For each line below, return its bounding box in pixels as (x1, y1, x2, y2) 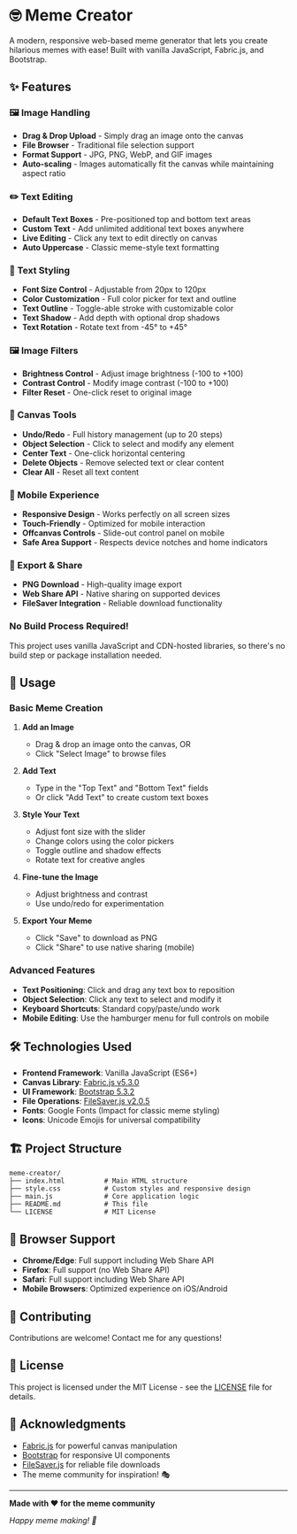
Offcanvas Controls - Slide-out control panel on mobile (21, 528, 225, 538)
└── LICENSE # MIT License (9, 1207, 156, 1217)
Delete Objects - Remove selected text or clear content (21, 457, 225, 467)
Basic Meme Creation (9, 702, 103, 714)
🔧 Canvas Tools (9, 409, 77, 421)
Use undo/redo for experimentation (34, 898, 164, 909)
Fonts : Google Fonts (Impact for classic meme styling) (21, 1105, 220, 1115)
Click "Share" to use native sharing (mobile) (34, 942, 195, 952)
